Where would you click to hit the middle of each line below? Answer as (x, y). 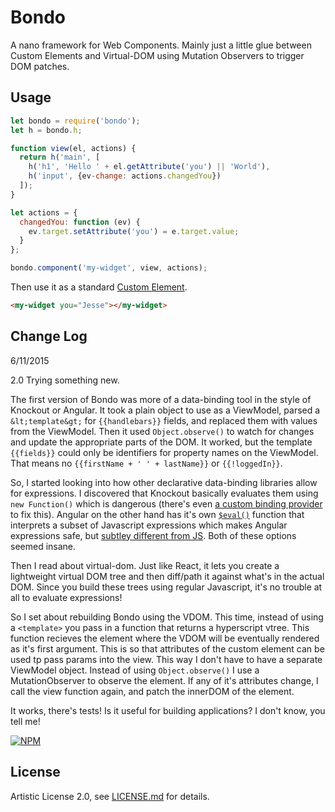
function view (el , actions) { (73, 148)
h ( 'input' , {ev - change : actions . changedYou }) (125, 176)
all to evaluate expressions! (66, 597)
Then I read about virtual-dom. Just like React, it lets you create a (145, 565)
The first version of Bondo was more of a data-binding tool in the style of (161, 399)
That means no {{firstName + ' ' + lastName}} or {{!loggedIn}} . (146, 463)
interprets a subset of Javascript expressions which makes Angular (149, 525)
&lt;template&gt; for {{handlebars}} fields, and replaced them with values (164, 420)
